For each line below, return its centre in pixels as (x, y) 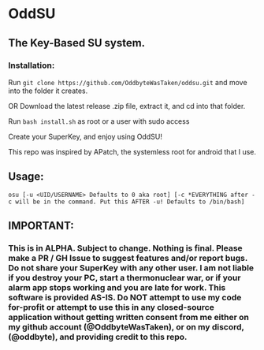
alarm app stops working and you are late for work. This (117, 287)
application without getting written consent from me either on (129, 317)
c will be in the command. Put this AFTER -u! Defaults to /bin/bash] (126, 202)
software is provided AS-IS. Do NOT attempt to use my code (125, 298)
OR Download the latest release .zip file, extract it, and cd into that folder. (127, 106)
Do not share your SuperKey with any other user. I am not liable (131, 268)
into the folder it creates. (48, 91)
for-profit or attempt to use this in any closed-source (112, 307)
